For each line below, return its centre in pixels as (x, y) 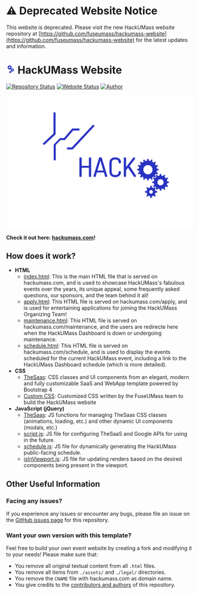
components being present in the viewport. (76, 465)
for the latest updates (162, 40)
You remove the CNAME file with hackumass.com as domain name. (94, 579)
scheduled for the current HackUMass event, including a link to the (105, 358)
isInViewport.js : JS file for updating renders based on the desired (103, 459)
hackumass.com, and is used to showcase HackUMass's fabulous (104, 283)
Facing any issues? (34, 500)
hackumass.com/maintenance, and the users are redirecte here (101, 327)
